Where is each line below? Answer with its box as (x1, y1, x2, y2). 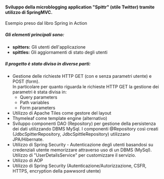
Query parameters (19, 94, 58, 100)
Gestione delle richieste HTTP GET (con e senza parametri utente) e (12, 73, 152, 79)
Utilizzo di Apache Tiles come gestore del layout (12, 110, 112, 116)
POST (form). (12, 78, 40, 84)
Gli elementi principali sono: (5, 31, 65, 37)
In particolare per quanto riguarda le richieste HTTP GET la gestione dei (12, 84, 159, 90)
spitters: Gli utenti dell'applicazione (12, 44, 86, 50)
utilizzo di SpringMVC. (5, 9, 53, 15)
